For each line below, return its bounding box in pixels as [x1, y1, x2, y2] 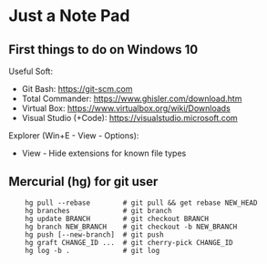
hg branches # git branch [25, 206, 172, 215]
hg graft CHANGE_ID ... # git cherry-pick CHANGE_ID [25, 238, 233, 247]
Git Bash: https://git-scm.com [21, 84, 133, 94]
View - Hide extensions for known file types [21, 147, 187, 158]
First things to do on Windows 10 [8, 42, 199, 57]
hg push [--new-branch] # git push [25, 229, 165, 239]
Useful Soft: [8, 66, 54, 76]
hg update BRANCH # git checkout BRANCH [25, 214, 209, 223]
